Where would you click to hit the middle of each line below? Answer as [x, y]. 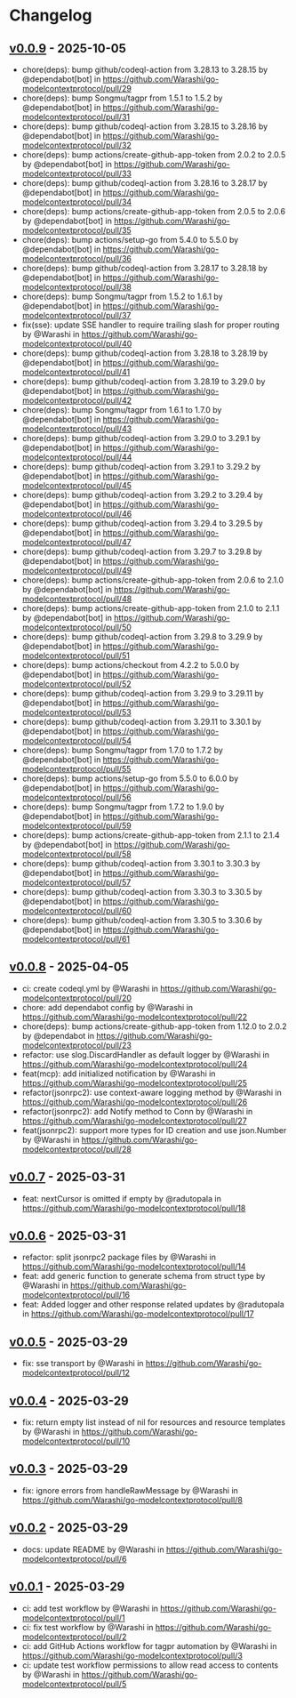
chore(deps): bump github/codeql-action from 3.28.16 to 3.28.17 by [145, 183]
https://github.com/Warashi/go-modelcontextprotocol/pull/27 [134, 1121]
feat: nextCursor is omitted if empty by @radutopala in [122, 1198]
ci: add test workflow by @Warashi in [90, 1608]
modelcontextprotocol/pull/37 [76, 315]
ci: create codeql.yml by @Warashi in [90, 988]
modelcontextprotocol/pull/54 [76, 740]
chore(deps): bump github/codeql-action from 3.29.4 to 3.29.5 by [143, 523]
